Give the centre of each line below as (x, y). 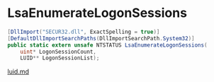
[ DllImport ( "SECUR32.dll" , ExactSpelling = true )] (84, 32)
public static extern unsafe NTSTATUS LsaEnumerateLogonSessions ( (107, 45)
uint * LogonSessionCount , (58, 52)
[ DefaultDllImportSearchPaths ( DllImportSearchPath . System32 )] (101, 38)
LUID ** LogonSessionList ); (60, 58)
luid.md (18, 71)
